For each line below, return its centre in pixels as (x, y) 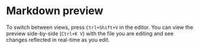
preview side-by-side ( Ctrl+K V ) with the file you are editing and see (90, 33)
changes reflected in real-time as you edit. (58, 40)
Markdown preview (55, 11)
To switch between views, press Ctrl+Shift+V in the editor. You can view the (100, 27)
